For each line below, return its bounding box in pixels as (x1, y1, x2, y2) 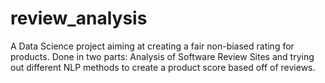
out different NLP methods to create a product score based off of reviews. (10, 61, 316, 73)
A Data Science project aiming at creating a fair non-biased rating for (10, 40, 295, 52)
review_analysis (10, 7, 148, 30)
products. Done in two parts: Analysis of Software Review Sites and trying (10, 50, 315, 62)
